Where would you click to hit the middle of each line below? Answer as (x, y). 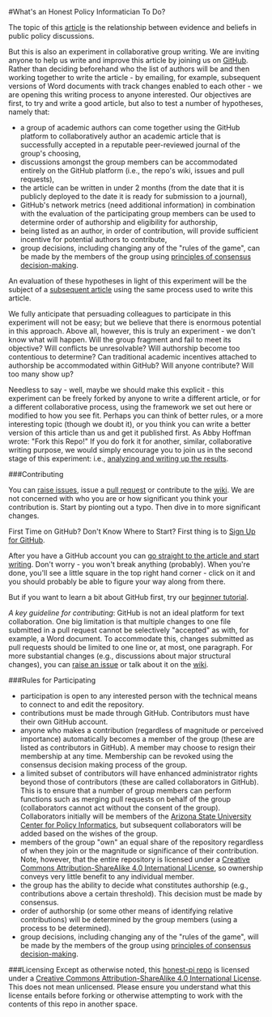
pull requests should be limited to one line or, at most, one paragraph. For (131, 647)
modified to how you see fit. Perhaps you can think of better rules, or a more (136, 415)
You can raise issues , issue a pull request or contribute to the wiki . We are (132, 490)
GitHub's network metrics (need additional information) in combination (138, 205)
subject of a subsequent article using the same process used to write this (131, 289)
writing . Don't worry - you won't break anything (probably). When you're (130, 564)
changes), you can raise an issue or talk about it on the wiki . (108, 664)
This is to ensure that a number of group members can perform (126, 790)
